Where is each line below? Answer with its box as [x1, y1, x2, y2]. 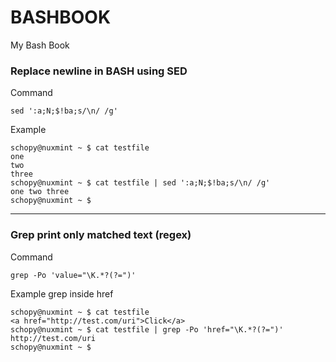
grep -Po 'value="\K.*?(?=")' [10, 270, 137, 280]
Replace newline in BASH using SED [10, 64, 188, 78]
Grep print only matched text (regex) [10, 228, 192, 242]
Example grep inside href [10, 287, 114, 300]
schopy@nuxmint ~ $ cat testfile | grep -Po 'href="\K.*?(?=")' [10, 324, 284, 335]
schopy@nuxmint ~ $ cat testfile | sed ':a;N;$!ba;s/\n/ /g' [10, 178, 271, 188]
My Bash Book [10, 39, 70, 51]
